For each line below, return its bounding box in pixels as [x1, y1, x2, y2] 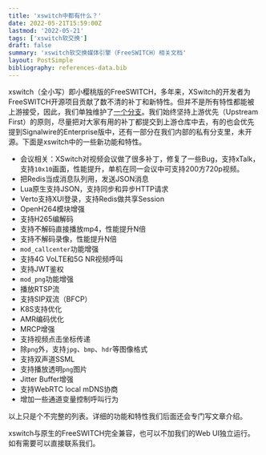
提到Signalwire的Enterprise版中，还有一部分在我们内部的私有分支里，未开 [8, 127, 252, 136]
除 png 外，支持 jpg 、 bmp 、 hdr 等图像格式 [19, 344, 148, 353]
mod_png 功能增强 [19, 274, 74, 284]
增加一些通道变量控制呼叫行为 [19, 394, 119, 404]
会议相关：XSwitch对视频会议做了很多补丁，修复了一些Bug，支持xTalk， [19, 154, 260, 163]
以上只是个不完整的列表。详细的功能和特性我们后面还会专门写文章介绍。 [8, 411, 247, 421]
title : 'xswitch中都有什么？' [8, 11, 102, 20]
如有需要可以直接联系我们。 [8, 438, 100, 448]
